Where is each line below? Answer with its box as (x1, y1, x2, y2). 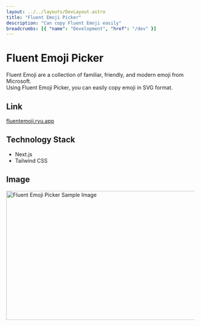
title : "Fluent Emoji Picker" (6, 14, 82, 20)
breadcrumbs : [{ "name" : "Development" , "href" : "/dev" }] (6, 25, 157, 32)
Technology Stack (6, 134, 75, 145)
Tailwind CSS (14, 157, 48, 164)
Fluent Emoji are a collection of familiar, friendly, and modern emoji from (6, 71, 184, 79)
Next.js (14, 151, 33, 158)
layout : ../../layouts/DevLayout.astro (6, 8, 106, 15)
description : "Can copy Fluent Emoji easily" (6, 20, 121, 26)
